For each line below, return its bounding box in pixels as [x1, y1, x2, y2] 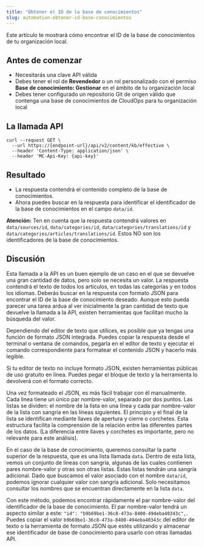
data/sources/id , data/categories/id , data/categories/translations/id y [6, 223, 191, 231]
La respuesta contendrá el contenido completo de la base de [15, 186, 168, 193]
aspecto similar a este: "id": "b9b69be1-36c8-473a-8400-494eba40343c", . [6, 509, 188, 517]
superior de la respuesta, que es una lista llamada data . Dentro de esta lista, [6, 452, 196, 460]
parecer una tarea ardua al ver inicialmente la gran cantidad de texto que [6, 302, 188, 310]
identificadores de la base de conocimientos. [6, 236, 119, 243]
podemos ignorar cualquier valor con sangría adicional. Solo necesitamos [6, 478, 190, 486]
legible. [6, 353, 25, 360]
